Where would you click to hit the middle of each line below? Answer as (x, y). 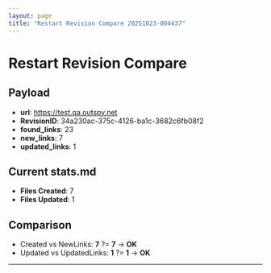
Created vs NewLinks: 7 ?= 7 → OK (78, 244)
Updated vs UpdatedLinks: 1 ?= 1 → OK (85, 253)
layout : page (30, 16)
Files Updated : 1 (47, 200)
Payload (29, 93)
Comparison (40, 225)
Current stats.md (52, 171)
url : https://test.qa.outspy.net (69, 112)
